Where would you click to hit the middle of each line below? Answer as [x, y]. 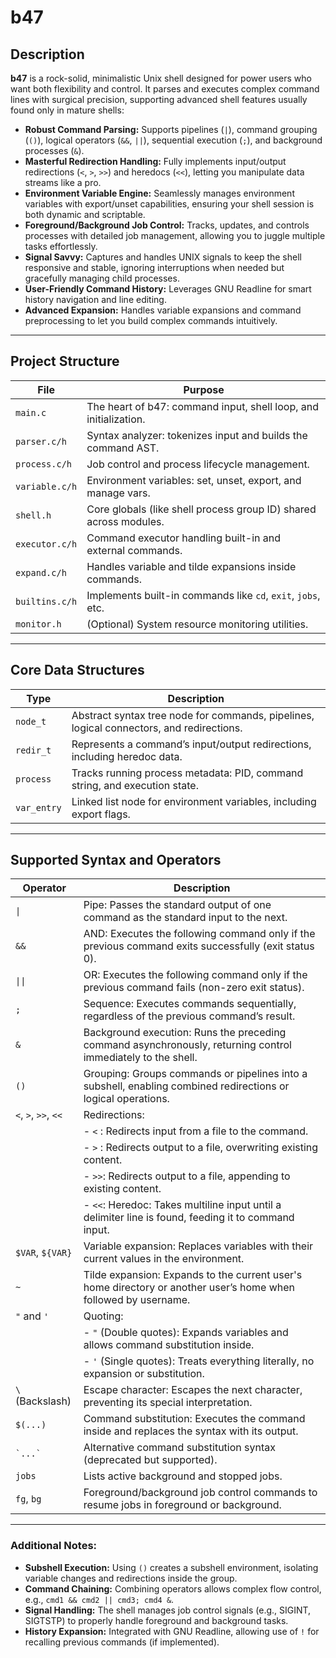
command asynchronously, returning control [187, 1045]
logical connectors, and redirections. [157, 728]
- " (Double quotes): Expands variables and [186, 1333]
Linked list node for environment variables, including [194, 801]
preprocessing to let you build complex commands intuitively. [151, 320]
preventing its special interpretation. [168, 1403]
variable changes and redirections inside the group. [131, 1578]
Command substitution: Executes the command [194, 1419]
